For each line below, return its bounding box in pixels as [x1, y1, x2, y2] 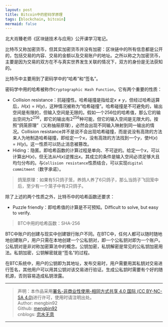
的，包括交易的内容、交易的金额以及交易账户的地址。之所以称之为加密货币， [5, 53, 163, 59]
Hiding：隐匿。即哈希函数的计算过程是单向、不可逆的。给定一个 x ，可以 [12, 147, 160, 153]
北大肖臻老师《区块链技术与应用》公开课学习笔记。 [5, 36, 110, 42]
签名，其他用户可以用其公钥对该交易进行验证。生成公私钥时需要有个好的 [9, 266, 158, 272]
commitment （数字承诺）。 [12, 166, 64, 172]
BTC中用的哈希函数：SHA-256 [17, 220, 80, 226]
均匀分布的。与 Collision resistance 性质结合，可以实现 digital [12, 160, 143, 166]
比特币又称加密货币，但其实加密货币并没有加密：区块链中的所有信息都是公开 [5, 46, 163, 53]
